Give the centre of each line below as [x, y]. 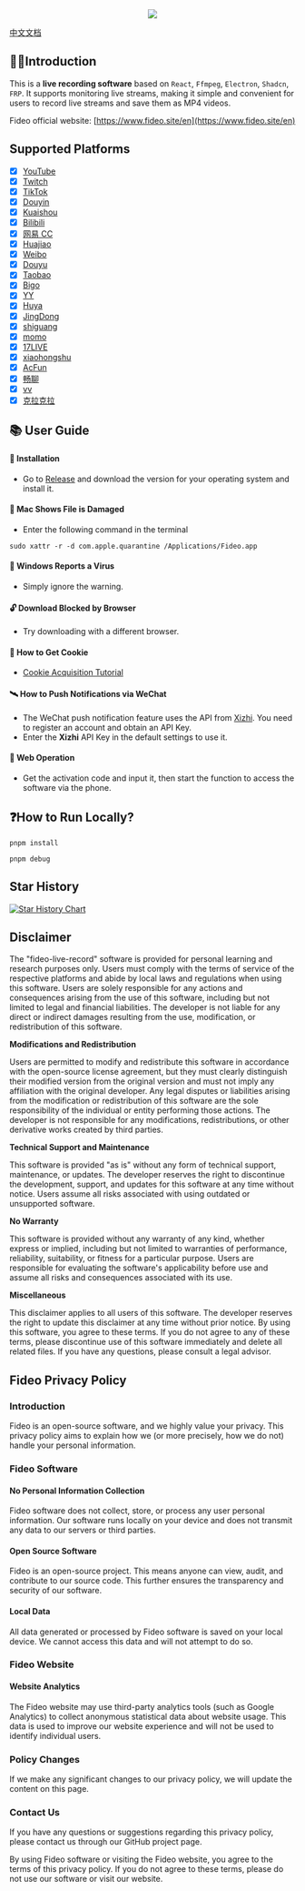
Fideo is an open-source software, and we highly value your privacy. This [147, 1426]
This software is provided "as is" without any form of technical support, [143, 1165]
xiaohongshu [47, 357]
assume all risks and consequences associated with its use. [121, 1278]
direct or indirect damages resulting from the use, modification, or [133, 1017]
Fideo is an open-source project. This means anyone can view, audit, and [147, 1571]
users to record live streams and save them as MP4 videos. [120, 103]
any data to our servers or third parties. [83, 1530]
